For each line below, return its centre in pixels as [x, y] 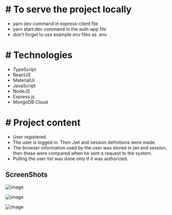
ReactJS [22, 75]
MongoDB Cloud [30, 102]
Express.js [24, 96]
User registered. [30, 137]
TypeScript [24, 69]
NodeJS [21, 91]
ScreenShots [26, 175]
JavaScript [24, 85]
